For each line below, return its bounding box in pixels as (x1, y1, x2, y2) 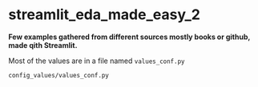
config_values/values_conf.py (8, 71, 110, 79)
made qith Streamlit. (8, 40, 78, 49)
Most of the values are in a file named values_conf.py (8, 56, 186, 65)
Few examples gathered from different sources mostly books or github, (8, 32, 251, 42)
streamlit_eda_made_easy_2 (8, 6, 201, 24)
